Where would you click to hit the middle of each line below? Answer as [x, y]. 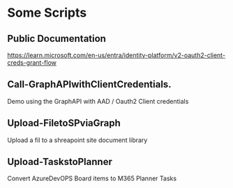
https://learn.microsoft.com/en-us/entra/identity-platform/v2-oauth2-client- [116, 55]
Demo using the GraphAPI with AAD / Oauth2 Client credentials [98, 101]
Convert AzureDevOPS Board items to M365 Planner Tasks [92, 178]
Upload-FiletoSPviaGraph [64, 123]
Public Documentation [57, 39]
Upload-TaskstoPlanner [60, 162]
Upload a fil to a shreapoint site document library [77, 140]
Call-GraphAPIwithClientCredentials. [90, 85]
